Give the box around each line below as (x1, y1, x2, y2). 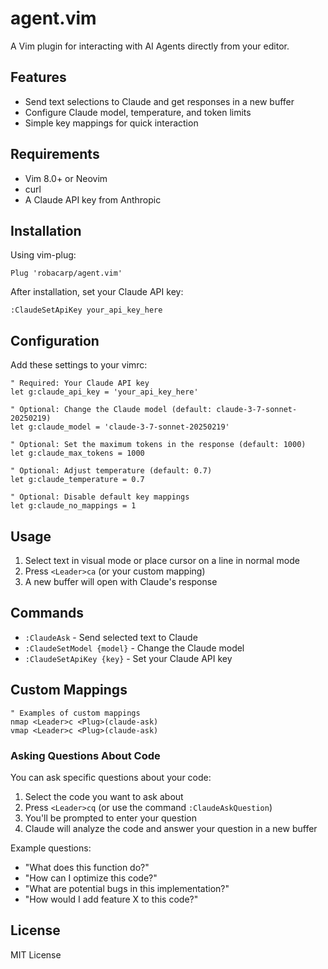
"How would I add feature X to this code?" (24, 893, 199, 905)
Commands (10, 605, 85, 622)
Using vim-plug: (10, 249, 77, 261)
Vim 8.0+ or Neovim (24, 172, 108, 184)
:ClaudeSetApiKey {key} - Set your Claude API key (24, 652, 233, 664)
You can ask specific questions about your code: (10, 771, 212, 783)
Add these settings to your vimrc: (10, 359, 148, 371)
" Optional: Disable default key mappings (10, 492, 190, 502)
